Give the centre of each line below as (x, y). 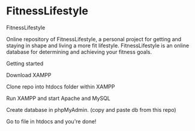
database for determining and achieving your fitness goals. (79, 51)
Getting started (25, 63)
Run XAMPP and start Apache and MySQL (58, 98)
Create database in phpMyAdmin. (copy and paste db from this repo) (91, 109)
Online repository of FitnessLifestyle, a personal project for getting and (94, 39)
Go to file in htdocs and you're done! (51, 121)
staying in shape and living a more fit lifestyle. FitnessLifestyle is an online (98, 45)
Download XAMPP (29, 75)
